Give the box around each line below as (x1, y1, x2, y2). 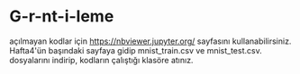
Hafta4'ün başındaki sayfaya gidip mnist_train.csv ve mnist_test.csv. (9, 45, 263, 55)
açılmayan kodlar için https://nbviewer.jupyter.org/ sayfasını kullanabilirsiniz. (9, 36, 292, 46)
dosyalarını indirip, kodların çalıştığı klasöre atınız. (9, 54, 194, 65)
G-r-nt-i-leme (9, 6, 114, 27)
